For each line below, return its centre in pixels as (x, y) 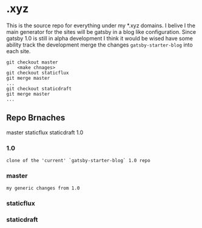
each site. (19, 51)
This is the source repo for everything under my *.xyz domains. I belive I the (101, 25)
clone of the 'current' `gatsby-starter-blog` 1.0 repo (78, 161)
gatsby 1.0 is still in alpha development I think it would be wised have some (99, 38)
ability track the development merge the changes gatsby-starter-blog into (99, 45)
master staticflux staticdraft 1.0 (45, 132)
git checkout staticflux (38, 73)
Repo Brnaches (36, 118)
